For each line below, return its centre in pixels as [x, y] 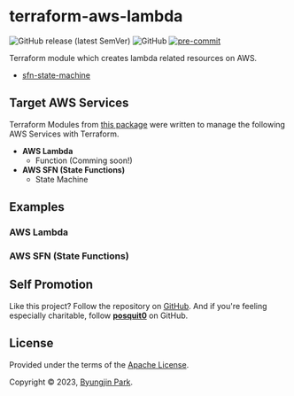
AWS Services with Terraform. [64, 134]
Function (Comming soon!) [84, 160]
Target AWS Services [69, 103]
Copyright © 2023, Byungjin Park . [71, 382]
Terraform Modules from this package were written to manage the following [147, 124]
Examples [37, 207]
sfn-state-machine [56, 75]
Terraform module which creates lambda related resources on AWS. [133, 58]
